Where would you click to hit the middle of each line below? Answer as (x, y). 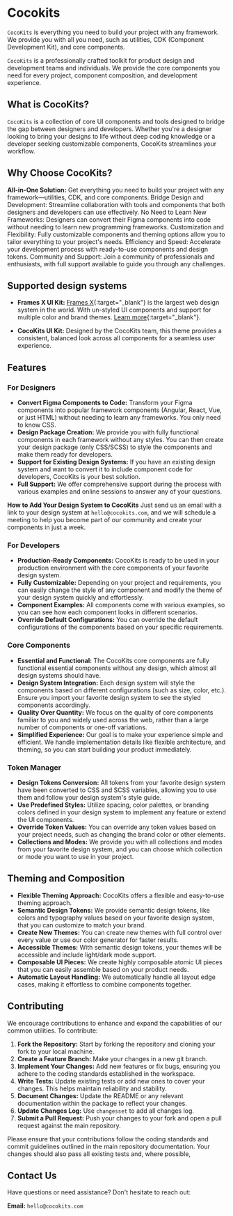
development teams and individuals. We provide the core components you (114, 68)
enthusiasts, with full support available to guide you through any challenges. (116, 264)
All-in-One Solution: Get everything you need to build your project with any (116, 190)
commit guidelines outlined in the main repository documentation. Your (109, 1146)
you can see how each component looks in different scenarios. (107, 612)
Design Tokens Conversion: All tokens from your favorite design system (121, 782)
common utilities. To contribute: (53, 1031)
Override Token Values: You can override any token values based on (116, 827)
